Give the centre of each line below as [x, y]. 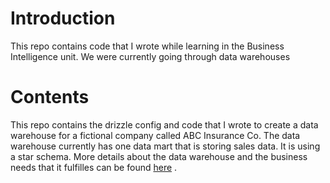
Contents [50, 97]
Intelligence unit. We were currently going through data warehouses [150, 56]
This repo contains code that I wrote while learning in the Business [147, 46]
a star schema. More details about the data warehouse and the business [159, 156]
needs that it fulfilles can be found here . [94, 167]
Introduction [63, 18]
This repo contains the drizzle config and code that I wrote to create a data [164, 124]
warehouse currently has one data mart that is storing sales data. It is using [165, 146]
